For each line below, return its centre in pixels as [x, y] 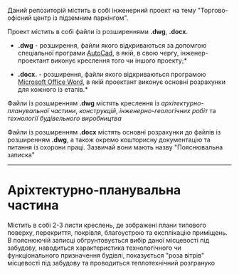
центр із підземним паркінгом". [81, 18]
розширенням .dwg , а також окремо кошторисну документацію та [109, 139]
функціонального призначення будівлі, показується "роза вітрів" [106, 255]
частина [33, 205]
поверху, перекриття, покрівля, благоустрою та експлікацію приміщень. [117, 232]
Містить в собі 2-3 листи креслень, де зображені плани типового [107, 225]
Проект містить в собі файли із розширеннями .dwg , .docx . [98, 32]
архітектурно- [182, 103]
